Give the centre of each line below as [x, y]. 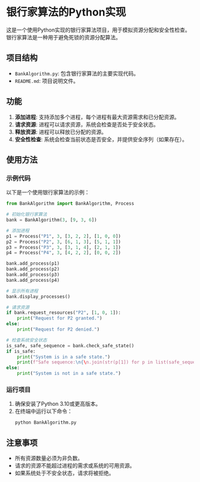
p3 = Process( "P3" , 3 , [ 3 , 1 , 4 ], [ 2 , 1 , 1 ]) [64, 247]
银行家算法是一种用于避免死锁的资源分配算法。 [63, 37]
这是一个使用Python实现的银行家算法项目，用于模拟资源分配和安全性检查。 [98, 30]
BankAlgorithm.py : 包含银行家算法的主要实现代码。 [77, 73]
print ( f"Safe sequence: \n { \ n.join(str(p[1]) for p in [85, 362]
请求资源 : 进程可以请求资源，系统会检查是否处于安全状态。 [87, 124]
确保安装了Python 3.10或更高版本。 [58, 404]
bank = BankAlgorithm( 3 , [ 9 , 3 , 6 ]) [51, 220]
